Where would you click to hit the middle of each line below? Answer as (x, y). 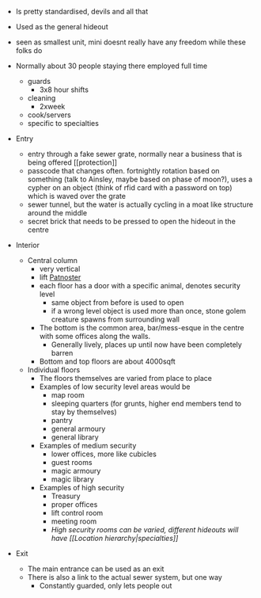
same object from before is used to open (117, 303)
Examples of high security (82, 488)
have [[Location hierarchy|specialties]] (115, 538)
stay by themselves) (84, 412)
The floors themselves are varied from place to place (125, 378)
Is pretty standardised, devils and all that (82, 11)
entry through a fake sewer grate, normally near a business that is (135, 154)
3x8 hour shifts (64, 90)
